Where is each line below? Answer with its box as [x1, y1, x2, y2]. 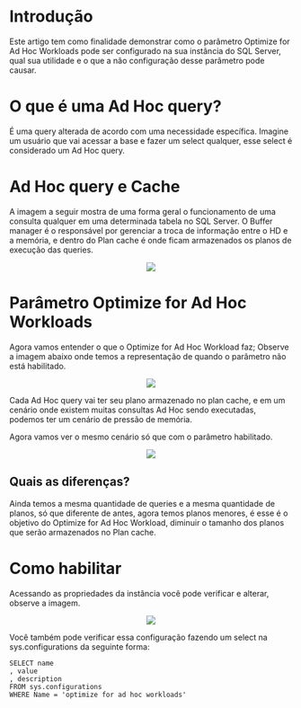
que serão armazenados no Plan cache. [9, 527, 157, 537]
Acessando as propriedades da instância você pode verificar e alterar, [9, 588, 270, 598]
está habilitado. [9, 360, 66, 371]
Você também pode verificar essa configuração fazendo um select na [9, 632, 268, 642]
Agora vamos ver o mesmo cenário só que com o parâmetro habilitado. [9, 431, 273, 442]
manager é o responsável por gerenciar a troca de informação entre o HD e [9, 225, 288, 235]
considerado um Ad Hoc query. [9, 145, 126, 155]
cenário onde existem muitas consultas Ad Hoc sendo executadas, [9, 404, 256, 415]
